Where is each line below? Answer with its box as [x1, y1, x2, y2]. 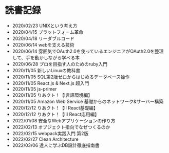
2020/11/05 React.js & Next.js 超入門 [12, 80, 89, 86]
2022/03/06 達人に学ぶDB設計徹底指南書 [12, 142, 100, 148]
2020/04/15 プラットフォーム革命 [12, 29, 84, 35]
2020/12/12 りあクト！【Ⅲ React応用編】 [12, 111, 100, 117]
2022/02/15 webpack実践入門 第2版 [12, 130, 89, 136]
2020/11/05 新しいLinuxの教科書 [12, 67, 81, 73]
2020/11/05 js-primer [12, 85, 57, 92]
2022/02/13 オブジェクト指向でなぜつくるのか [12, 124, 110, 130]
